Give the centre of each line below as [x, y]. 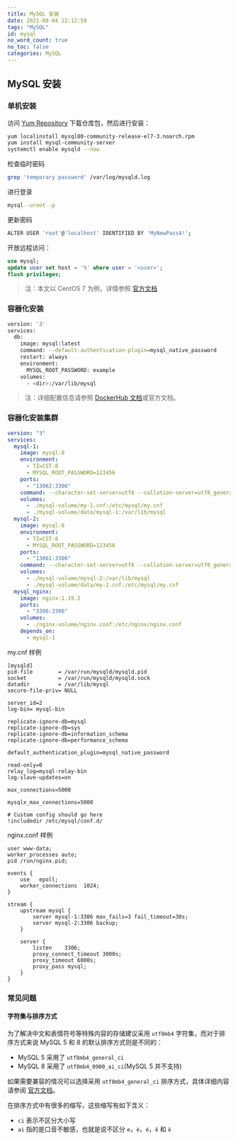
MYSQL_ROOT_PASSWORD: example [70, 370]
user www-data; [30, 848]
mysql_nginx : [33, 591]
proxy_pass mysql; [60, 966]
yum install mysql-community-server [61, 143]
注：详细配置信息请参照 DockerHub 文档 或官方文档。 [102, 398]
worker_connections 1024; [60, 886]
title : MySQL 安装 [33, 14]
